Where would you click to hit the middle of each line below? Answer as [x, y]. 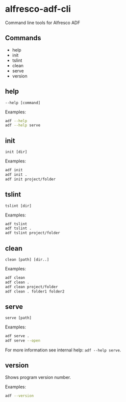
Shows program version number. [38, 377]
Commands [23, 38]
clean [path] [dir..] [27, 260]
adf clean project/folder [31, 287]
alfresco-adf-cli [38, 9]
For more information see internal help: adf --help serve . [63, 350]
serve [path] [18, 318]
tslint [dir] [18, 206]
